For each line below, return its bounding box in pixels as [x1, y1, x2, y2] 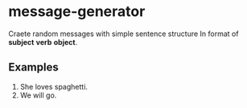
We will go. [19, 90, 57, 100]
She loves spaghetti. [19, 82, 89, 91]
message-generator [8, 2, 146, 21]
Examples [8, 61, 59, 74]
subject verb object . [8, 37, 78, 46]
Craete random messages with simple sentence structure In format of [8, 29, 239, 38]
